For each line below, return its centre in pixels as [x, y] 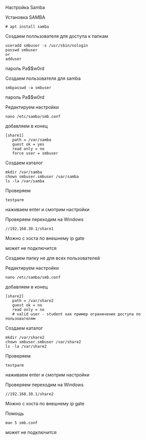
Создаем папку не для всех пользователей [53, 258]
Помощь [15, 413]
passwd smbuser [22, 50]
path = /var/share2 [33, 301]
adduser [14, 59]
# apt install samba [27, 27]
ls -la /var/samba [25, 181]
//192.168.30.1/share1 [29, 229]
